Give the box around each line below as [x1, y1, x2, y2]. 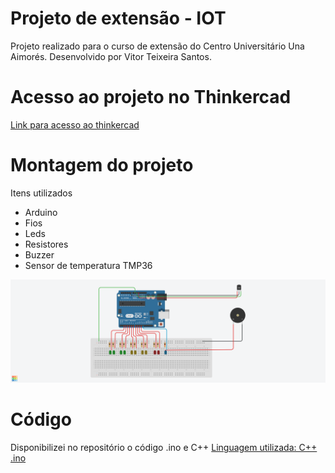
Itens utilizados [10, 187, 73, 199]
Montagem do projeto [10, 154, 194, 177]
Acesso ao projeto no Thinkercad [10, 86, 292, 109]
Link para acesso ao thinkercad [10, 118, 140, 131]
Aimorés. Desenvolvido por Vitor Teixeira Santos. [10, 50, 212, 62]
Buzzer [24, 248, 55, 261]
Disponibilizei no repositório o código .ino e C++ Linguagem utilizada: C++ [10, 442, 318, 454]
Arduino [24, 206, 58, 218]
